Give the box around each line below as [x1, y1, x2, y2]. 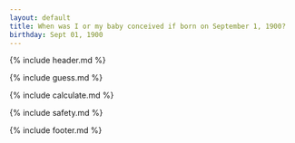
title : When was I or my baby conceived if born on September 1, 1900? [9, 22, 286, 31]
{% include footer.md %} [9, 125, 103, 136]
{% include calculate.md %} [9, 90, 114, 100]
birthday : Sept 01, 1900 [9, 30, 103, 39]
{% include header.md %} [9, 55, 106, 66]
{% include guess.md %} [9, 72, 103, 83]
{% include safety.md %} [9, 108, 103, 119]
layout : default [9, 13, 71, 23]
